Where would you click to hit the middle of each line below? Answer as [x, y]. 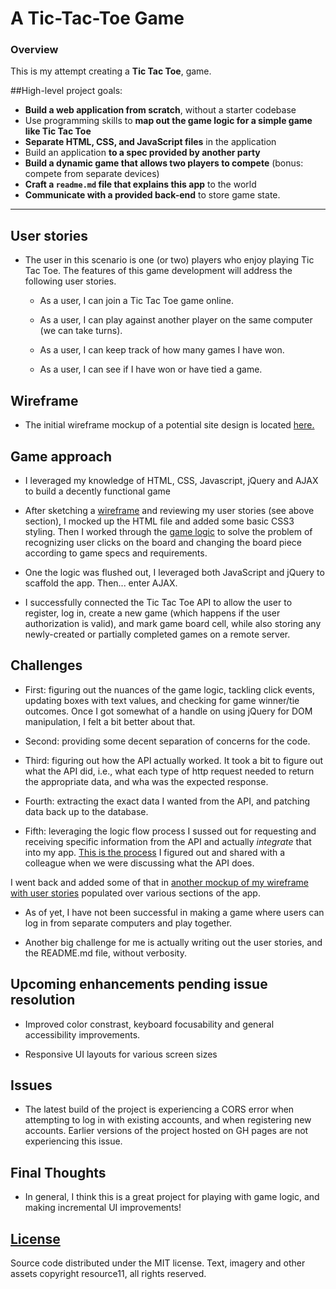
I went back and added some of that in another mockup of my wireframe [159, 882]
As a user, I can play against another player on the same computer [176, 320]
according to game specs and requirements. [116, 553]
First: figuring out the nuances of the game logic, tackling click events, [169, 689]
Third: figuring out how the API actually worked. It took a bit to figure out [173, 760]
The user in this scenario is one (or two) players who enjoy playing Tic [169, 260]
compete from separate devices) [92, 174]
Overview [34, 50]
